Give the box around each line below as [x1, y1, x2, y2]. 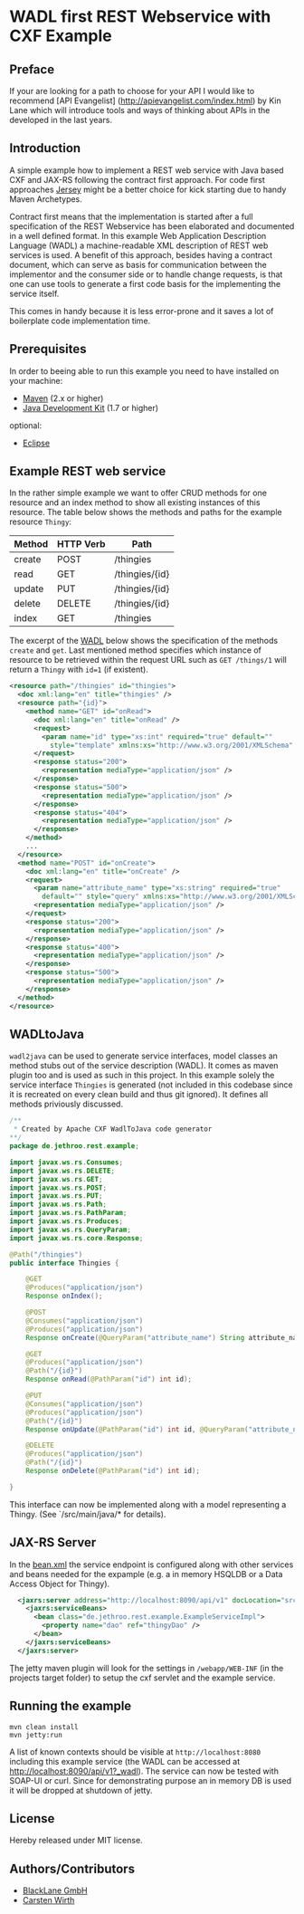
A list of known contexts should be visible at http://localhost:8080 [9, 1746, 261, 1757]
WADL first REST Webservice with [9, 6, 271, 27]
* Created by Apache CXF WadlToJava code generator [13, 1124, 213, 1134]
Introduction [9, 140, 81, 156]
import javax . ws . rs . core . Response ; [9, 1233, 144, 1242]
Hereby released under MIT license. [9, 1835, 143, 1846]
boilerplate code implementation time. [9, 315, 151, 326]
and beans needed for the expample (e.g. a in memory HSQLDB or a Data [9, 1568, 283, 1579]
